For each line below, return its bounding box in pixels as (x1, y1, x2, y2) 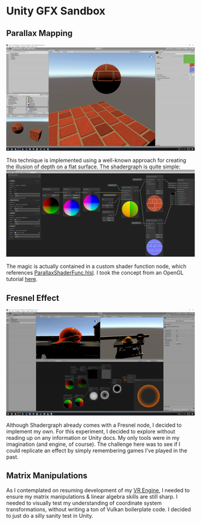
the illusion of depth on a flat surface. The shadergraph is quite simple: (6, 163, 181, 170)
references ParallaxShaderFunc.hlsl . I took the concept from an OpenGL (6, 269, 184, 276)
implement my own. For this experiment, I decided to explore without (6, 427, 175, 435)
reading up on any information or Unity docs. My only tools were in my (6, 434, 180, 441)
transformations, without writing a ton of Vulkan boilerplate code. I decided (6, 505, 191, 513)
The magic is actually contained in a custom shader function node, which (6, 262, 187, 270)
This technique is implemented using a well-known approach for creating (6, 156, 187, 164)
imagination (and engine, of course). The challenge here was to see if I (6, 440, 181, 448)
